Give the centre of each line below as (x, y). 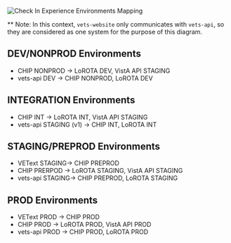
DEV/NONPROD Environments (74, 54)
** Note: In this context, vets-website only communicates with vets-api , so (116, 24)
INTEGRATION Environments (71, 100)
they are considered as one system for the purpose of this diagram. (105, 32)
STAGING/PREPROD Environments (84, 147)
